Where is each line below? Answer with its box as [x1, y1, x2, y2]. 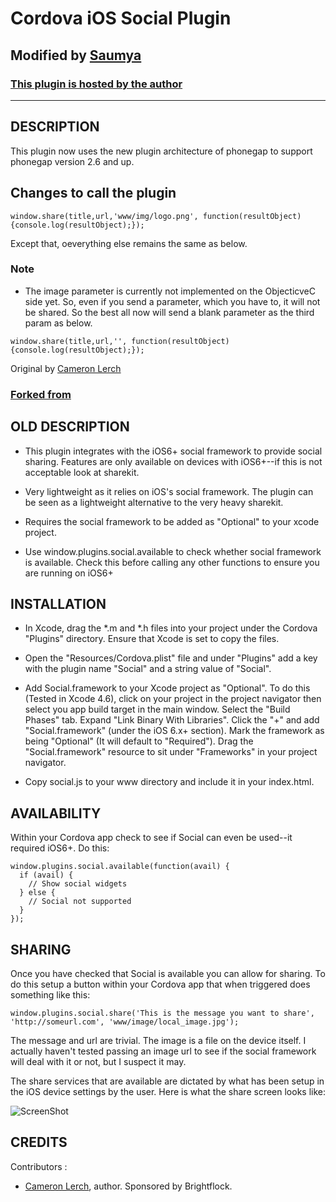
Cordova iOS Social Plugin [10, 7, 232, 30]
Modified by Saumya [10, 47, 142, 64]
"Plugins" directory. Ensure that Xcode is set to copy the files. [24, 633, 280, 645]
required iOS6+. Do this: [10, 842, 110, 854]
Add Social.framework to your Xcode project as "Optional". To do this [24, 682, 311, 694]
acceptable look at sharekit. [24, 466, 140, 478]
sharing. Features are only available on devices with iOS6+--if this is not [24, 455, 323, 467]
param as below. [24, 317, 93, 329]
